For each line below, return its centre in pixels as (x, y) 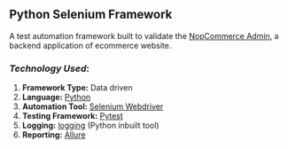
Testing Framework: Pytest (73, 116)
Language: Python (56, 98)
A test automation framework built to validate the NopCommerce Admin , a (144, 35)
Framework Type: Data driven (77, 88)
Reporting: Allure (54, 135)
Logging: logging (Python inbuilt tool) (90, 125)
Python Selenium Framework (91, 15)
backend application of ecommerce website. (90, 45)
